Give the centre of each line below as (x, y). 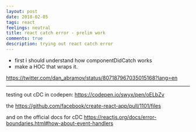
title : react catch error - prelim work (56, 33)
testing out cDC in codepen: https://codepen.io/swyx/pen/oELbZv (85, 94)
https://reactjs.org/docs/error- (120, 117)
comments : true (24, 38)
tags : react (20, 22)
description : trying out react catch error (60, 44)
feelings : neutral (28, 28)
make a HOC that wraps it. (46, 66)
